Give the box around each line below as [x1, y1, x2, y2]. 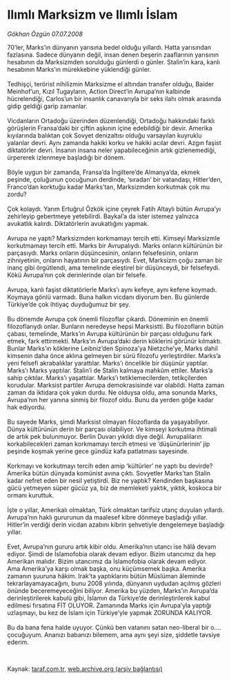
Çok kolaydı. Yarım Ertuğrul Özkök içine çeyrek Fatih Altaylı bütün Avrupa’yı [7, 205, 221, 213]
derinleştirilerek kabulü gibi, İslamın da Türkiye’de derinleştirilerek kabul [7, 594, 210, 602]
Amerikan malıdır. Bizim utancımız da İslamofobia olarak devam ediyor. [7, 557, 208, 565]
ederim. [7, 638, 29, 646]
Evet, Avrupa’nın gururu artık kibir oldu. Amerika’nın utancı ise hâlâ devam [7, 542, 217, 551]
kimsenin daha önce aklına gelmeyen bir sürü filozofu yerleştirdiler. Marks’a [7, 351, 221, 359]
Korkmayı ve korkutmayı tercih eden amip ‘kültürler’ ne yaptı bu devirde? [7, 462, 213, 470]
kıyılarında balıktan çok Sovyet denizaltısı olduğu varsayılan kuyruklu [7, 131, 202, 140]
